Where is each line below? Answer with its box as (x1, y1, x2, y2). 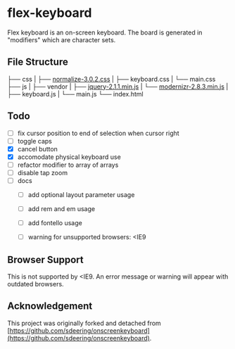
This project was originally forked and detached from (7, 319, 162, 327)
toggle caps (17, 137, 53, 145)
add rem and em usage (27, 205, 96, 213)
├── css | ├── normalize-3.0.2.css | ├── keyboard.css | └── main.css (7, 75, 216, 83)
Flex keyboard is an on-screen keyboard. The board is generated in (7, 28, 203, 37)
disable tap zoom (17, 168, 68, 177)
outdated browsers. (7, 280, 65, 288)
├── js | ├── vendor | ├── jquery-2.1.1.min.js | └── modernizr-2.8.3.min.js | (7, 82, 229, 91)
